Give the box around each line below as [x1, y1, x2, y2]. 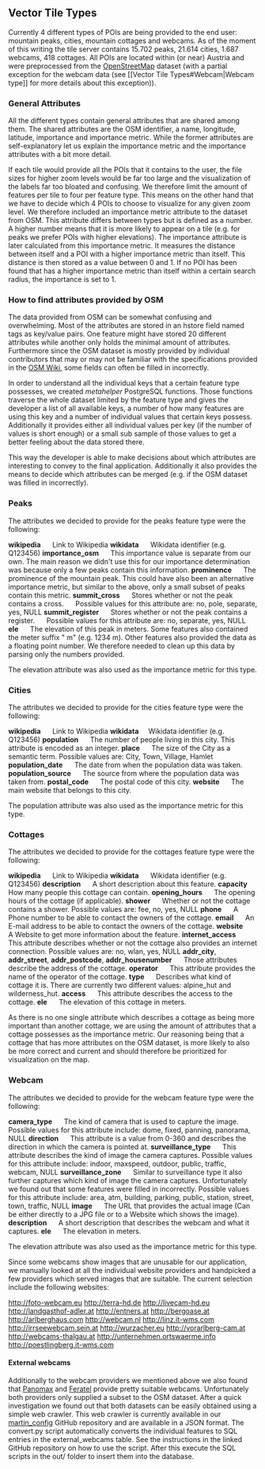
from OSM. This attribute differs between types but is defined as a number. [8, 216, 253, 225]
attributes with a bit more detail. [8, 150, 112, 160]
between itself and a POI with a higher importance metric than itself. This [8, 249, 246, 259]
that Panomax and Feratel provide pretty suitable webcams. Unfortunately [8, 1384, 249, 1394]
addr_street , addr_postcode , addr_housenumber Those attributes [8, 956, 237, 965]
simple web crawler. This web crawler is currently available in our [8, 1409, 221, 1419]
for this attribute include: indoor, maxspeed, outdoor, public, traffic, [8, 1159, 227, 1168]
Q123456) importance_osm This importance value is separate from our [8, 548, 252, 558]
